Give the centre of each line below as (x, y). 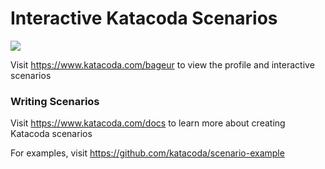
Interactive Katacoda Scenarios (144, 18)
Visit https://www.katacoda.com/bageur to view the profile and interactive (162, 64)
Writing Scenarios (55, 101)
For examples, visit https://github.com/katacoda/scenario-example (147, 153)
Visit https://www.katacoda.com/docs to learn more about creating (148, 123)
